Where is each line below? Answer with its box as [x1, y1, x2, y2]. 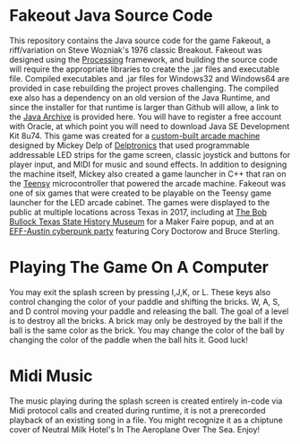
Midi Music [9, 366, 93, 387]
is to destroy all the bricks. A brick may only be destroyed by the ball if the [9, 315, 284, 326]
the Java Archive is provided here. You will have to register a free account [9, 111, 282, 122]
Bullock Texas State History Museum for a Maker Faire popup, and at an [9, 216, 275, 227]
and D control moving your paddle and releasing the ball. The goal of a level [9, 306, 289, 317]
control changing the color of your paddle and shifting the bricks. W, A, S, [9, 296, 280, 307]
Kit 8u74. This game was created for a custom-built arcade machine [9, 130, 261, 141]
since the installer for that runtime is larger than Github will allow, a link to [9, 101, 279, 112]
